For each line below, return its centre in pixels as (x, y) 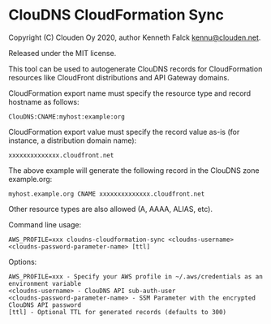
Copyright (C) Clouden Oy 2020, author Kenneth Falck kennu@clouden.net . (135, 37)
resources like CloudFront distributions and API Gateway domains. (119, 77)
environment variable (45, 283)
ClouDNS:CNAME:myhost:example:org (67, 117)
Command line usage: (45, 224)
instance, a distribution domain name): (73, 140)
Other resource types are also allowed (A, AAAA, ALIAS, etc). (111, 209)
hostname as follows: (44, 102)
